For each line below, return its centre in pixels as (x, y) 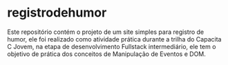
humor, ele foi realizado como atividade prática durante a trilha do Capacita (114, 39)
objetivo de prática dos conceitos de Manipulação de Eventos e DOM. (106, 54)
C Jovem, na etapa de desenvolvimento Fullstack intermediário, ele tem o (112, 46)
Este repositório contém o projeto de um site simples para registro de (106, 32)
